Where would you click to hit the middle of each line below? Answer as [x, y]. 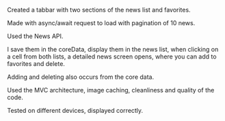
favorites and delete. [36, 64]
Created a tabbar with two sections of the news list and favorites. [99, 10]
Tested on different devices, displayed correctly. [75, 110]
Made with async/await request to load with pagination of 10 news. [101, 23]
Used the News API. [35, 36]
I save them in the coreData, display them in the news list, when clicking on [113, 49]
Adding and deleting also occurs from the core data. [81, 77]
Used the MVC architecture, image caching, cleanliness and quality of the [111, 90]
